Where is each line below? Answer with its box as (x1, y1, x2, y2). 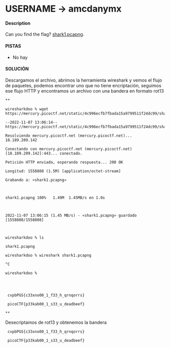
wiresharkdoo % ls (5, 235, 44, 240)
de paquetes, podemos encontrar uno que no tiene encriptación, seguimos (5, 82, 162, 89)
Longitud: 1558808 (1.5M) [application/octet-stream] (5, 168, 121, 174)
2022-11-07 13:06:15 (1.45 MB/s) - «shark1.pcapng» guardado (5, 213, 137, 218)
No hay (12, 54, 28, 60)
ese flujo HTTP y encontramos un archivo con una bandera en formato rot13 (5, 88, 164, 94)
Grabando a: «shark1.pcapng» (5, 177, 67, 182)
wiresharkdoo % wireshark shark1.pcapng (5, 253, 92, 258)
